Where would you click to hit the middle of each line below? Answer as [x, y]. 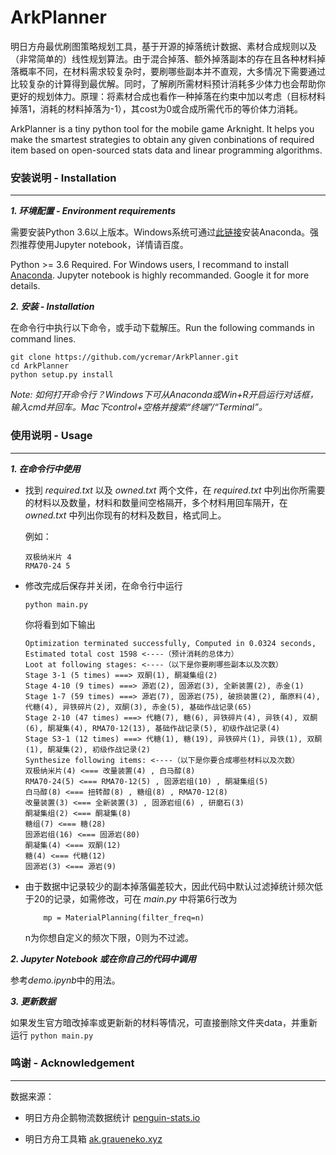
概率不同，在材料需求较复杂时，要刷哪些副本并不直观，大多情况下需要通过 [172, 71]
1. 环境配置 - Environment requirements [93, 211]
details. [25, 286]
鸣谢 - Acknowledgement [72, 1063]
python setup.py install [62, 375]
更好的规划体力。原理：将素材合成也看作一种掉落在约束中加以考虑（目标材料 [168, 96]
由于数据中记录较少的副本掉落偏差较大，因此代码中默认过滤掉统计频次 [169, 886]
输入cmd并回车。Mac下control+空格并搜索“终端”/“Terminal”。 [139, 407]
